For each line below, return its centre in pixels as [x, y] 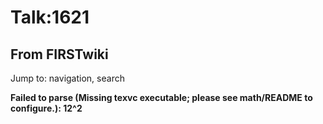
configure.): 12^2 [46, 108]
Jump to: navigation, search [67, 78]
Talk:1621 [50, 17]
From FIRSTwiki [59, 54]
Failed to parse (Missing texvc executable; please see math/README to [161, 97]
